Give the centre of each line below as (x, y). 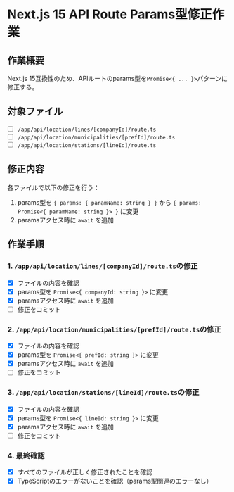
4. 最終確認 (26, 455)
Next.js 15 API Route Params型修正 (110, 14)
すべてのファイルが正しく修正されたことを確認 (85, 472)
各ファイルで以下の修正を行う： (53, 187)
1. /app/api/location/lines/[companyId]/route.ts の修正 (103, 266)
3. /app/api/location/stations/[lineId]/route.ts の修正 (103, 393)
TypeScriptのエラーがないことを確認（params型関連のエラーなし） (115, 481)
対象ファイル (35, 112)
